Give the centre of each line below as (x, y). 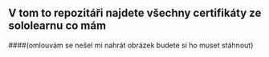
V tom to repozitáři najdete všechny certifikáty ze (135, 13)
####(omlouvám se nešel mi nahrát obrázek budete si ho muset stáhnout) (131, 45)
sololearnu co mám (57, 26)
